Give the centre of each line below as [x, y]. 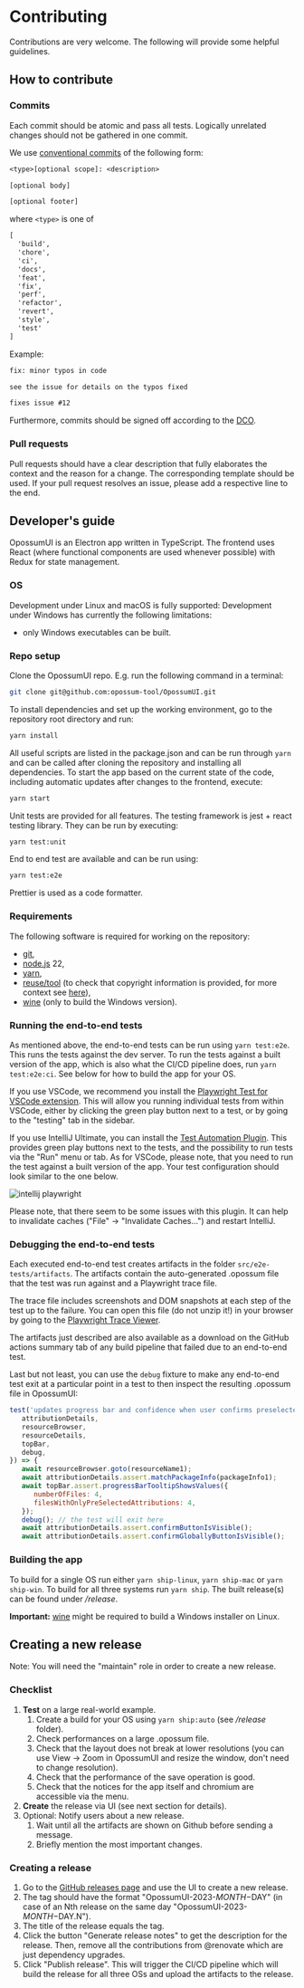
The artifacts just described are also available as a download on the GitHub [149, 1338]
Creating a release [51, 1868]
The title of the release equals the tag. [93, 1926]
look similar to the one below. [64, 1176]
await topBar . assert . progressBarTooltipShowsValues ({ [125, 1486]
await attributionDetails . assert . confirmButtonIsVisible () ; [137, 1528]
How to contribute [62, 80]
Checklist [31, 1690]
